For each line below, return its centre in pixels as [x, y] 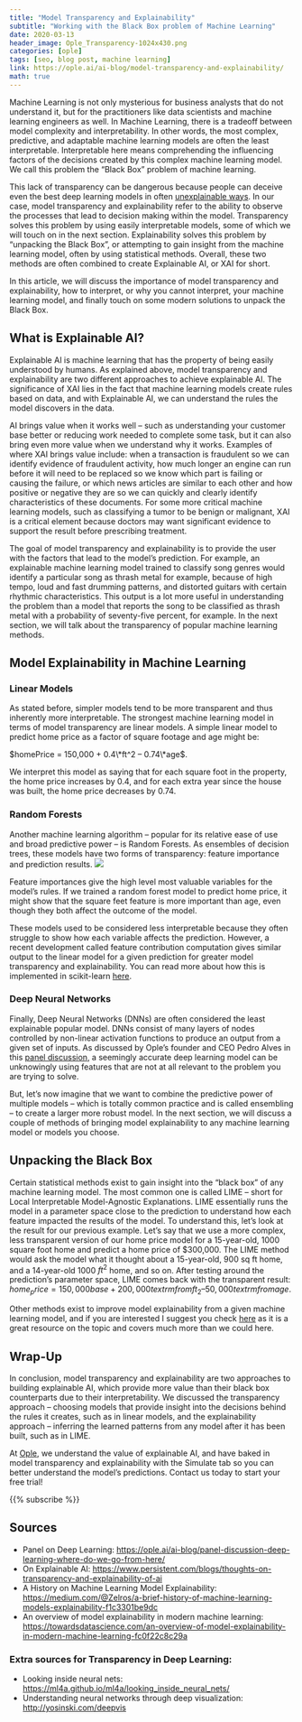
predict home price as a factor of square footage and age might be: [134, 737]
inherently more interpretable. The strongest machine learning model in [142, 717]
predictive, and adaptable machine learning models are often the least [139, 140]
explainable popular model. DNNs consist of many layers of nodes [132, 1028]
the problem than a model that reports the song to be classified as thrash [145, 606]
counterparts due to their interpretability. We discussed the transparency [145, 1397]
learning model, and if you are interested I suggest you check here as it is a [149, 1319]
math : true [30, 77]
